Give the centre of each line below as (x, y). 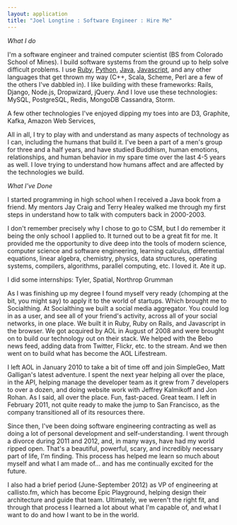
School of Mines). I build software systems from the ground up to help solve (118, 62)
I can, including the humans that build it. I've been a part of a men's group (115, 142)
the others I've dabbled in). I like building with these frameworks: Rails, (110, 84)
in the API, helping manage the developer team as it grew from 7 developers (118, 382)
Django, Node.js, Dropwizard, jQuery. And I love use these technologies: (112, 92)
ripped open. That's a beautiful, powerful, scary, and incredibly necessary (115, 448)
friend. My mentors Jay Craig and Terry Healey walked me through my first (117, 207)
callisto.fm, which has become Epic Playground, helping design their (107, 492)
